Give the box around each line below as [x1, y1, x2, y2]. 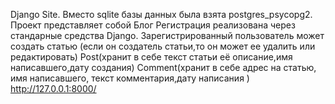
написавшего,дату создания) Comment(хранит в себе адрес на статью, [10, 62, 317, 73]
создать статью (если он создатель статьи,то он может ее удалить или [10, 40, 316, 52]
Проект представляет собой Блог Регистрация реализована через [10, 19, 296, 31]
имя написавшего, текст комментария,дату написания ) [10, 72, 250, 84]
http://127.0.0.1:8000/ [10, 83, 97, 94]
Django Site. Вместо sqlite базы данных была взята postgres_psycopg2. [10, 9, 313, 20]
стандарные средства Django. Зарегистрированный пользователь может [10, 30, 325, 41]
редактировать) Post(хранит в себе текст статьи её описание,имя [10, 51, 293, 63]
